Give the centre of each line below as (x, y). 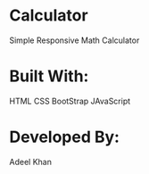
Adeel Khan (30, 162)
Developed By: (65, 137)
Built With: (49, 76)
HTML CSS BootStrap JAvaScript (70, 101)
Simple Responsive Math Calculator (74, 40)
